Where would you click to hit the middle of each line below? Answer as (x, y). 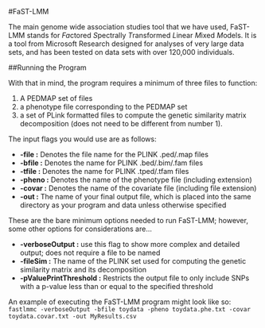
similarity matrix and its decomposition (83, 270)
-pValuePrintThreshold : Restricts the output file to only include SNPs (134, 278)
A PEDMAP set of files (56, 98)
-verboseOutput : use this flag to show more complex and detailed (130, 244)
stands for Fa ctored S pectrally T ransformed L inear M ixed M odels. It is (142, 35)
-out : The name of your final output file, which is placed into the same (135, 197)
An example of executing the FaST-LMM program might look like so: (120, 302)
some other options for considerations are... (80, 229)
